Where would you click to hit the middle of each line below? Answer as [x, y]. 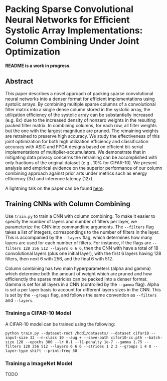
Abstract [19, 81]
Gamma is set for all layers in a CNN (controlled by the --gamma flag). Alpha [82, 284]
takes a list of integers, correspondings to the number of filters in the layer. [82, 232]
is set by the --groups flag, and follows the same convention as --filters [81, 295]
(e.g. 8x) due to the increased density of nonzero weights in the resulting [80, 120]
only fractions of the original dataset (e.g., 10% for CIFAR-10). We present [81, 162]
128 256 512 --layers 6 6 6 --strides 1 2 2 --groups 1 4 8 [87, 346]
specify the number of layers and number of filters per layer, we [71, 221]
